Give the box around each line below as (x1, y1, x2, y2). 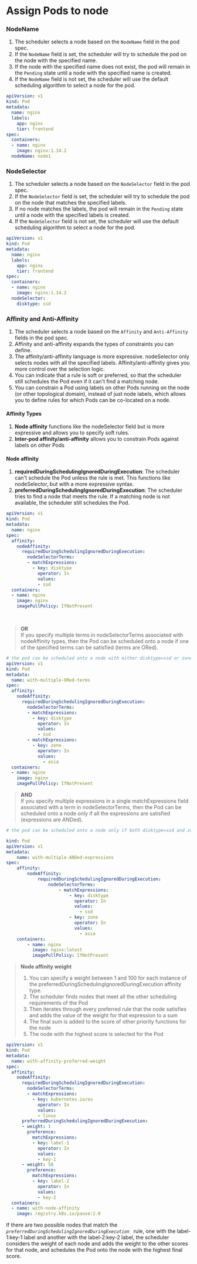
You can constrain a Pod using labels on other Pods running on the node (14, 384, 190, 391)
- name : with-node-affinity (11, 1205, 80, 1211)
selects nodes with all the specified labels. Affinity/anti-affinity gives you (14, 359, 190, 366)
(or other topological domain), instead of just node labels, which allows (14, 390, 186, 397)
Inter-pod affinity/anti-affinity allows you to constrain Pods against (14, 436, 179, 443)
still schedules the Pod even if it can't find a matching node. (14, 378, 159, 385)
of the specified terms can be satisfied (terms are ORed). (20, 644, 158, 651)
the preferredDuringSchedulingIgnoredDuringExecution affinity (29, 981, 182, 988)
